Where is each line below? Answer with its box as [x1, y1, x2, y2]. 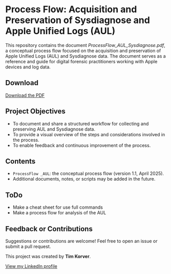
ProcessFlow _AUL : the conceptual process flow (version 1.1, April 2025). [12, 170, 164, 177]
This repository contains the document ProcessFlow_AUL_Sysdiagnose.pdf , [5, 42, 165, 48]
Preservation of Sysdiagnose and [5, 14, 150, 26]
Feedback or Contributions [5, 225, 93, 233]
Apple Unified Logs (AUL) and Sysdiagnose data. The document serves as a [5, 53, 166, 59]
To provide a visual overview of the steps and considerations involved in [12, 131, 165, 137]
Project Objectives [5, 107, 66, 116]
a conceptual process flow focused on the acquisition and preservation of [5, 47, 161, 54]
